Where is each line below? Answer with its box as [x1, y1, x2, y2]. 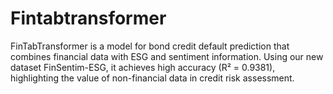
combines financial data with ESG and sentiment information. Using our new [10, 50, 324, 62]
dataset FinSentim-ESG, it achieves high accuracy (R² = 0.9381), [10, 61, 276, 73]
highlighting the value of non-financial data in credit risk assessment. [10, 72, 295, 84]
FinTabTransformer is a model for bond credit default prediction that [10, 40, 290, 52]
